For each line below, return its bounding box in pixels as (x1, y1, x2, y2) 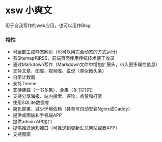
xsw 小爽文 (5, 5, 52, 16)
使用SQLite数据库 (12, 99, 49, 105)
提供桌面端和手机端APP (12, 112, 62, 118)
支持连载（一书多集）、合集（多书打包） (12, 87, 96, 93)
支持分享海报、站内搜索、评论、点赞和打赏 (12, 93, 102, 99)
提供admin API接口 (12, 119, 52, 125)
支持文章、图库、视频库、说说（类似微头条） (12, 68, 107, 74)
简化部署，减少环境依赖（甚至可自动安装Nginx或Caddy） (12, 106, 133, 112)
